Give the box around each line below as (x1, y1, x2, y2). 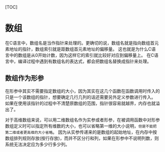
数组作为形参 (5, 74, 44, 82)
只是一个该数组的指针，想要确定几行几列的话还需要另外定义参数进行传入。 (5, 94, 156, 100)
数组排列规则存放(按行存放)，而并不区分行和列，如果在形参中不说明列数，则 (5, 135, 159, 141)
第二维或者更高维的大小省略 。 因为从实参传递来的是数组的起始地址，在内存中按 (5, 129, 157, 135)
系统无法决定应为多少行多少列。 (5, 141, 70, 147)
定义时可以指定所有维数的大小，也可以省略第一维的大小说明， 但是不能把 (13, 123, 157, 129)
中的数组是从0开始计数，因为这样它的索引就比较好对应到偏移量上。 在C (9, 52, 154, 58)
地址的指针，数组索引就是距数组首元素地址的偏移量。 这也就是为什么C (9, 46, 152, 52)
